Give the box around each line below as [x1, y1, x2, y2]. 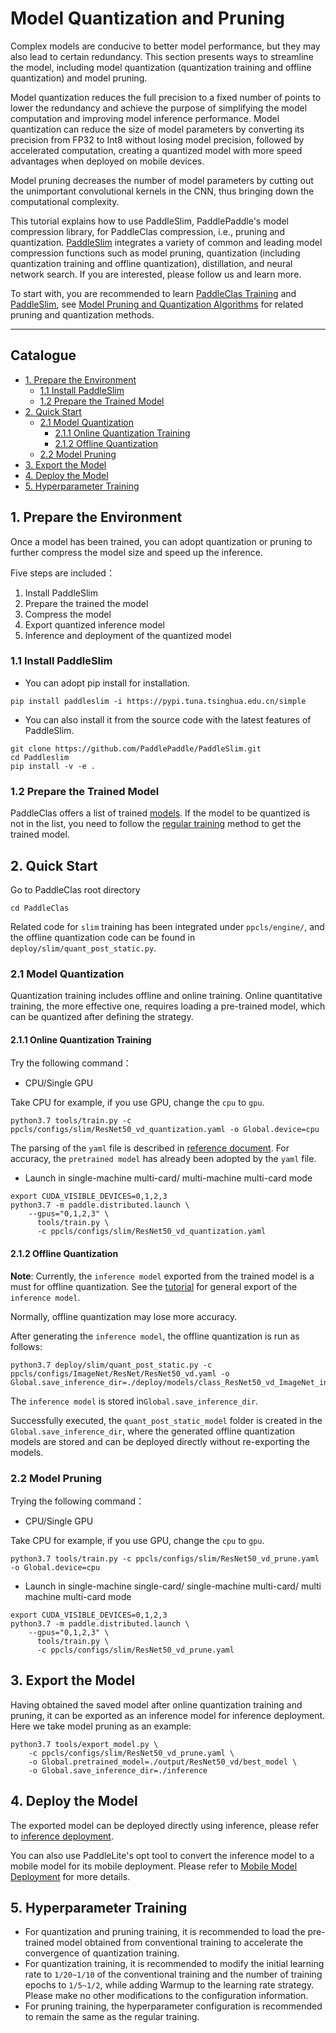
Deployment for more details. [10, 1870, 131, 1882]
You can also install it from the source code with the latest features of [24, 713, 312, 726]
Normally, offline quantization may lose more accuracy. [10, 1310, 238, 1322]
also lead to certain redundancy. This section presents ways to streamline [10, 50, 314, 62]
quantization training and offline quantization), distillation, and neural [10, 257, 293, 269]
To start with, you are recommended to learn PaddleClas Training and [10, 287, 297, 299]
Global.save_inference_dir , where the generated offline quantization [10, 1425, 295, 1437]
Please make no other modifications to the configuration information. [24, 1990, 309, 2002]
